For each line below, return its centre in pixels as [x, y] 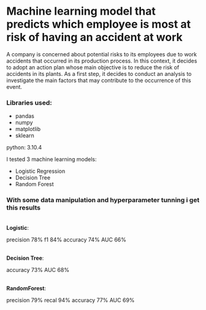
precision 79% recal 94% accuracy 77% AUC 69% [71, 300]
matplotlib [28, 129]
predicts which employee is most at [99, 24]
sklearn [25, 135]
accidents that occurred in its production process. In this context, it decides [102, 61]
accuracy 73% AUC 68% [38, 270]
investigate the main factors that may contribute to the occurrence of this [99, 80]
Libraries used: [29, 102]
